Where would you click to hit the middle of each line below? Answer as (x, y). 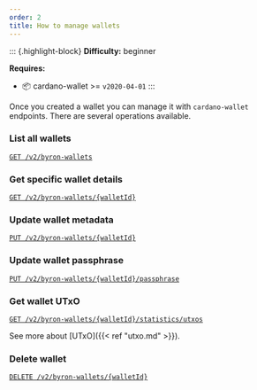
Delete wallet (38, 358)
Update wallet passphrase (67, 261)
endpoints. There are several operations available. (100, 115)
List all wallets (40, 138)
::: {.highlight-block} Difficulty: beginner (83, 51)
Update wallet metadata (62, 220)
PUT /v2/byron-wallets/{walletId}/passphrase (94, 279)
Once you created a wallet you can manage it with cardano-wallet (129, 106)
